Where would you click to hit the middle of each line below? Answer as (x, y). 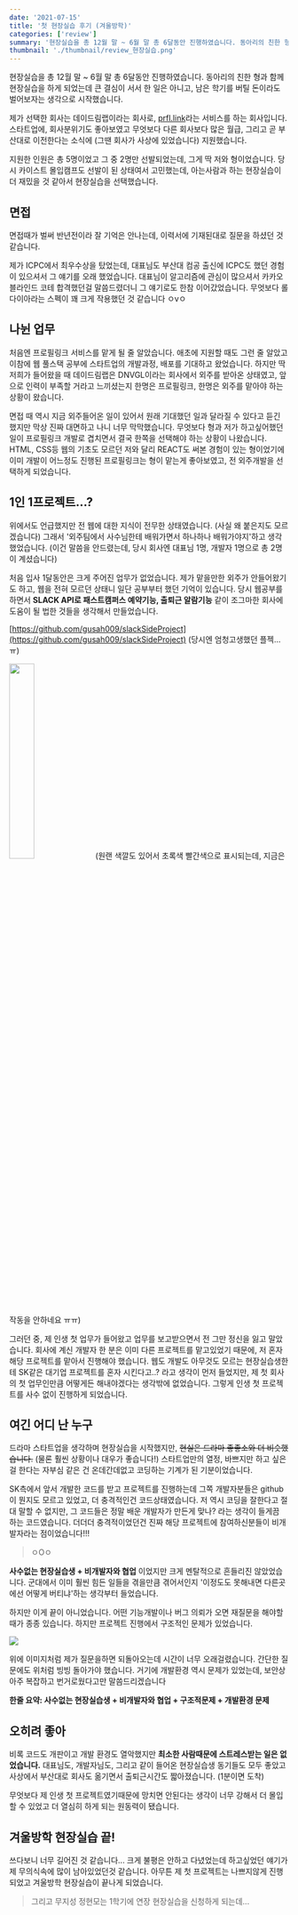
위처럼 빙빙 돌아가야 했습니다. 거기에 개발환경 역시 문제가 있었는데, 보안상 (159, 1670)
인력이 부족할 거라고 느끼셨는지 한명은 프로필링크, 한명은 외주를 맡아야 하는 (154, 386)
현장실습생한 (267, 1361)
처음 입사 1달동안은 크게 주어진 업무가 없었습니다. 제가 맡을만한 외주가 (129, 577)
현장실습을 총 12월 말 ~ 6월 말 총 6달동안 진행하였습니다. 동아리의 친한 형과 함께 (147, 77)
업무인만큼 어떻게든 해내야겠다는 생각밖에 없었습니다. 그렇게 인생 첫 (144, 1383)
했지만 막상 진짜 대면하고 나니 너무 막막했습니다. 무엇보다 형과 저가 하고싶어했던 (146, 427)
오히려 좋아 (38, 1731)
